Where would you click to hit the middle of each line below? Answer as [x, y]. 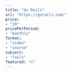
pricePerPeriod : [22, 29]
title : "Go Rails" [25, 10]
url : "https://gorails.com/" [36, 15]
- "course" [17, 48]
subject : [15, 52]
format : [14, 39]
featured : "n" [20, 62]
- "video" [16, 43]
